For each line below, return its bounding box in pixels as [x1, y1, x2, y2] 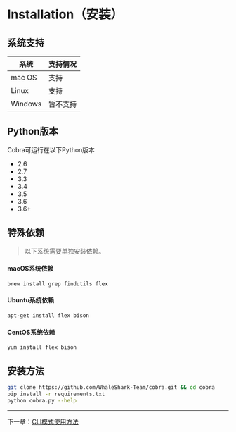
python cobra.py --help [7, 397, 77, 404]
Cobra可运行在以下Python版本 [7, 145, 95, 154]
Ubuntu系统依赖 [7, 296, 55, 304]
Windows [11, 99, 42, 109]
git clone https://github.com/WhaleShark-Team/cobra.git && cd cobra [7, 384, 216, 391]
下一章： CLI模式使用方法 [7, 417, 79, 426]
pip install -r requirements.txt [7, 390, 105, 397]
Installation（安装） [7, 6, 124, 23]
